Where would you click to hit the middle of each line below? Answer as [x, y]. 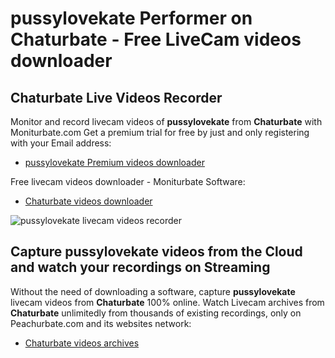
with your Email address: [61, 143]
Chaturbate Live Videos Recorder [116, 97]
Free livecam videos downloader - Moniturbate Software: [128, 181]
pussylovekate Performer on [131, 18]
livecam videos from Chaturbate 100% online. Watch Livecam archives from [167, 302]
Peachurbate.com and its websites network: [101, 323]
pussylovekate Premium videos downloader [114, 162]
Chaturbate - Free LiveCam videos [156, 39]
